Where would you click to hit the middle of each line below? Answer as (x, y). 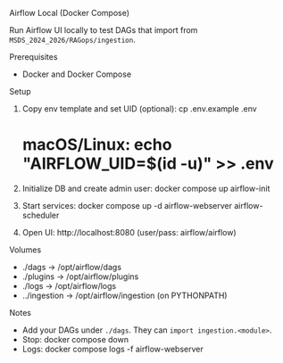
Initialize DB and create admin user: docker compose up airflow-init (146, 188)
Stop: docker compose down (75, 339)
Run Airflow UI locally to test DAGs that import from (104, 30)
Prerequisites (33, 57)
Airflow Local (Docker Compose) (70, 13)
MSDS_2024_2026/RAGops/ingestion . (72, 40)
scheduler (41, 215)
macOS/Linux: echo (97, 145)
